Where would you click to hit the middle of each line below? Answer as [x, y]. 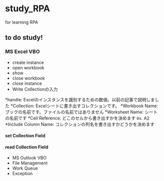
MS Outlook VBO [29, 158]
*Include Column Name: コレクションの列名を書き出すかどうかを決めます [80, 124]
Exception [22, 174]
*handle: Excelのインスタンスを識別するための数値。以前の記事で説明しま [80, 99]
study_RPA [28, 9]
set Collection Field [25, 136]
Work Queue [25, 168]
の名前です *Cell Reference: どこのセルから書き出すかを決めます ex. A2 [77, 118]
